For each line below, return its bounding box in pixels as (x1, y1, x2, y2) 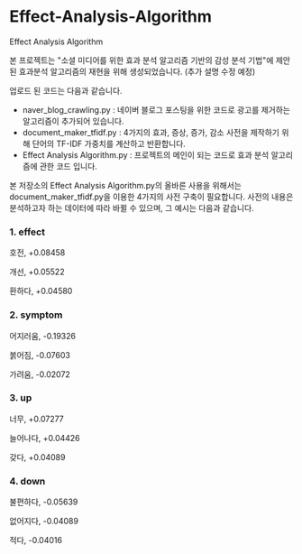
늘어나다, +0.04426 (9, 432, 81, 443)
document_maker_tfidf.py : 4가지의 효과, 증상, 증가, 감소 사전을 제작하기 (22, 126, 279, 137)
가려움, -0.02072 (9, 368, 70, 380)
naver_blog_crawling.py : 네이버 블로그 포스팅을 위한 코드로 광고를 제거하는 (22, 104, 291, 115)
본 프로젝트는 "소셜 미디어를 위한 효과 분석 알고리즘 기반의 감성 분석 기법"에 (9, 54, 274, 65)
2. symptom (9, 309, 63, 321)
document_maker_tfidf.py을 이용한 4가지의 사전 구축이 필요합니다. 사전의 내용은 (9, 191, 294, 202)
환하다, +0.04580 (9, 286, 73, 297)
